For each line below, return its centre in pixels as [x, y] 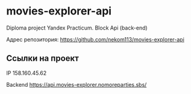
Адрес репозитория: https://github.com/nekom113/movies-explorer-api [95, 39]
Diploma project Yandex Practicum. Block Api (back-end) [77, 28]
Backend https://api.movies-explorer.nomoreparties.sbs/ [77, 84]
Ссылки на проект [43, 58]
